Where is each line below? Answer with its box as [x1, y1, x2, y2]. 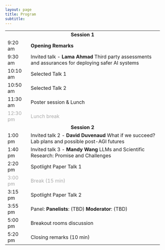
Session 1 [70, 31, 95, 38]
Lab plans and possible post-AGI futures [30, 138, 125, 145]
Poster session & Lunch [30, 99, 85, 106]
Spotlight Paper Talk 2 [30, 192, 82, 198]
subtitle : [5, 16, 26, 21]
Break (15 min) [30, 177, 66, 184]
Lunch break [30, 113, 60, 120]
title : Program [5, 12, 36, 17]
